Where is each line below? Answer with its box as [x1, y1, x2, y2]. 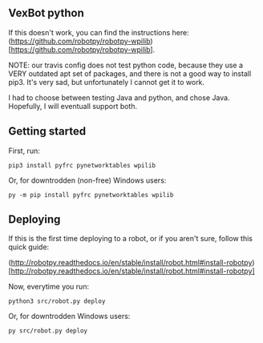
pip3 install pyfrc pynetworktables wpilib [8, 161, 156, 169]
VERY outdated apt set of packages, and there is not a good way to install [8, 68, 252, 79]
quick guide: [8, 242, 50, 252]
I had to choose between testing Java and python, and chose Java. [8, 92, 230, 103]
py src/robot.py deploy [8, 327, 88, 335]
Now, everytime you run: [8, 282, 90, 292]
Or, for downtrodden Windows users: [8, 312, 131, 321]
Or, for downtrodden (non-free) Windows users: [8, 176, 167, 185]
